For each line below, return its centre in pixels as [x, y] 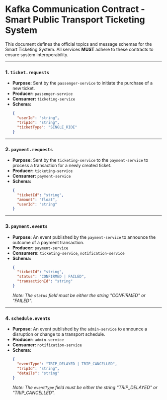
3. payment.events [27, 226]
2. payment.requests [29, 149]
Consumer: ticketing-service [44, 99]
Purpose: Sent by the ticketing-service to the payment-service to [80, 160]
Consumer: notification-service [47, 345]
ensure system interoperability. [37, 54]
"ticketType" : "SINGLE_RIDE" [47, 127]
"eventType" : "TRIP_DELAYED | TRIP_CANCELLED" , [67, 364]
